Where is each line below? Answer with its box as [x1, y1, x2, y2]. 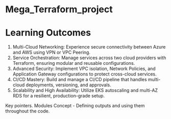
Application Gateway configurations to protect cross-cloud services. [12, 71, 157, 77]
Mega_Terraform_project [5, 4, 113, 15]
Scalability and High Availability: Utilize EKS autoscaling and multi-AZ [12, 87, 158, 93]
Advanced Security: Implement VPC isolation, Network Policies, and [12, 65, 156, 72]
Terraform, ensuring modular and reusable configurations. [12, 60, 135, 66]
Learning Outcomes [5, 27, 91, 39]
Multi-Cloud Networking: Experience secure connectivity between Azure [12, 44, 166, 50]
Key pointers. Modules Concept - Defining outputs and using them [5, 103, 145, 109]
